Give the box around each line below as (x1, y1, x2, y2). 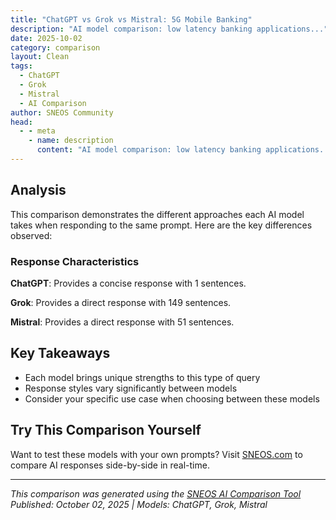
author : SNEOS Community (10, 107, 114, 118)
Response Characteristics (10, 254, 140, 268)
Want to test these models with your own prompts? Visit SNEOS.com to (10, 448, 303, 460)
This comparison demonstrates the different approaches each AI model (10, 208, 305, 220)
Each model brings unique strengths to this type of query (24, 371, 261, 383)
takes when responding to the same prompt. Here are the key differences (10, 219, 313, 231)
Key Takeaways (10, 345, 111, 362)
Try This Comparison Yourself (10, 422, 202, 439)
